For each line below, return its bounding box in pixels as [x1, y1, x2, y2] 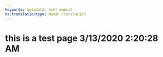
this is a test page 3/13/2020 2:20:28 [5, 33, 159, 44]
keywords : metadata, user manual [5, 7, 73, 12]
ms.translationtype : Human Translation [5, 12, 86, 17]
